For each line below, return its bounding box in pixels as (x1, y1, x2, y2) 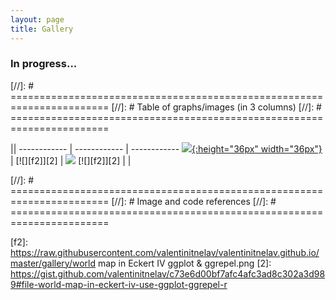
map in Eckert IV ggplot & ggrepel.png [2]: (97, 257, 272, 269)
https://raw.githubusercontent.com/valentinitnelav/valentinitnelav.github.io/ (10, 246, 320, 258)
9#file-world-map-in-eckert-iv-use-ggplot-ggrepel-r (10, 278, 228, 290)
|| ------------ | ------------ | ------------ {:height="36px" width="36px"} (10, 142, 323, 155)
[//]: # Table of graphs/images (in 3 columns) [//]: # (111, 101, 322, 113)
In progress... (10, 57, 78, 71)
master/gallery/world (10, 257, 97, 269)
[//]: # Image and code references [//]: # (111, 195, 277, 207)
